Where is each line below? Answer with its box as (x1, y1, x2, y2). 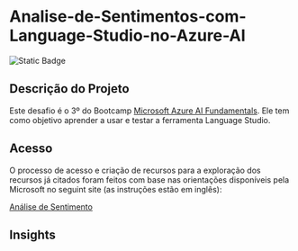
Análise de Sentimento (9, 201, 93, 212)
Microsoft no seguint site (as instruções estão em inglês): (9, 184, 222, 194)
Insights (9, 227, 57, 242)
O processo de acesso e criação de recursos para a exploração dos (9, 165, 261, 175)
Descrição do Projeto (9, 81, 130, 96)
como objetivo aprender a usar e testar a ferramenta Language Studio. (9, 114, 271, 125)
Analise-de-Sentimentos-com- (9, 6, 247, 27)
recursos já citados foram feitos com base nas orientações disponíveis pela (9, 174, 290, 185)
